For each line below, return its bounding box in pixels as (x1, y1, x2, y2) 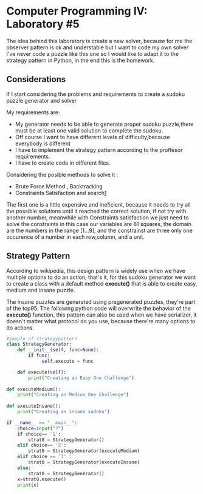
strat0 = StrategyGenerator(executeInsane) (28, 459, 140, 465)
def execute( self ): (17, 369, 67, 375)
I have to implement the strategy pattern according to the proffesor (15, 146, 183, 153)
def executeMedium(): (6, 386, 61, 393)
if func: (28, 352, 50, 359)
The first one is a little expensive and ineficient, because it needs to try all (6, 201, 191, 208)
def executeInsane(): (6, 403, 61, 410)
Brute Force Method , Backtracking (15, 182, 103, 190)
